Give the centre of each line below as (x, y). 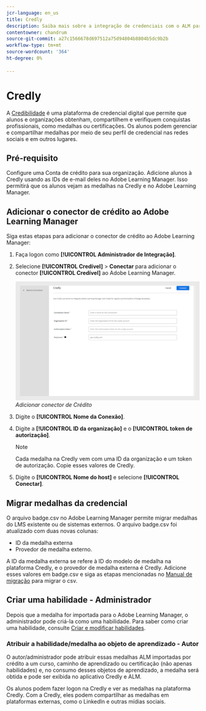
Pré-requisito (32, 158)
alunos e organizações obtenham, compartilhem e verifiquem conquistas (99, 119)
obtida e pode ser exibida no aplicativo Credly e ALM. (74, 677)
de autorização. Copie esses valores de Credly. (75, 466)
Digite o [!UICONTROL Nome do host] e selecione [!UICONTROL (97, 477)
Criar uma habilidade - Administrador (79, 600)
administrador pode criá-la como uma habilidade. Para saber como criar (97, 621)
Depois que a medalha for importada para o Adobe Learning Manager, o (97, 615)
